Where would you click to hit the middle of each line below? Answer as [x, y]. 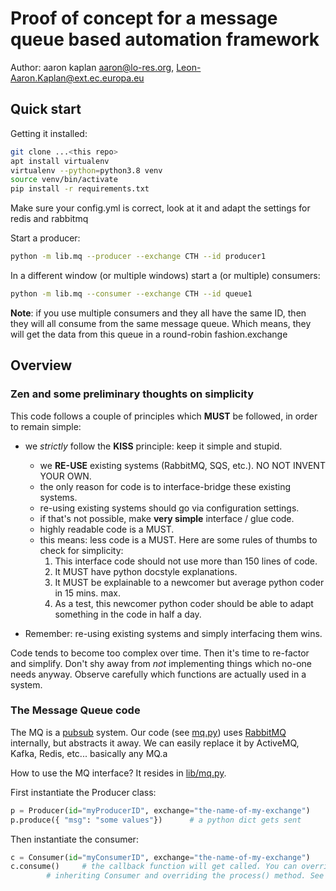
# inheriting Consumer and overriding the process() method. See [185, 876]
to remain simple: [46, 426]
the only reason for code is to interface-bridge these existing [165, 486]
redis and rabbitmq [49, 219]
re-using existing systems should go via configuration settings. [169, 508]
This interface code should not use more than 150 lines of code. [186, 561]
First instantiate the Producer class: [83, 792]
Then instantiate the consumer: [74, 839]
